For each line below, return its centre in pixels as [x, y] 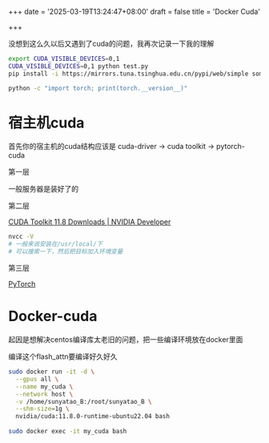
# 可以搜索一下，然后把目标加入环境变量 [66, 252]
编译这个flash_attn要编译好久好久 [63, 356]
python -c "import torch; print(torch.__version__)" [98, 88]
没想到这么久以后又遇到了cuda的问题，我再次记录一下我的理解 [111, 44]
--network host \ [44, 394]
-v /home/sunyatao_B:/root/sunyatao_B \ [84, 401]
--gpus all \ [37, 379]
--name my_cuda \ [44, 387]
